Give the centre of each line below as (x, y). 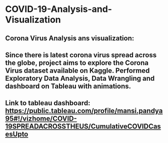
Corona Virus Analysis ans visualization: (70, 38)
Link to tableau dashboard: (48, 103)
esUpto (17, 134)
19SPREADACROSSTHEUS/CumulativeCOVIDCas (83, 126)
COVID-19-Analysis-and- (59, 9)
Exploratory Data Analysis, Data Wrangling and (80, 78)
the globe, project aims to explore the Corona (77, 63)
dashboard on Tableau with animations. (68, 86)
